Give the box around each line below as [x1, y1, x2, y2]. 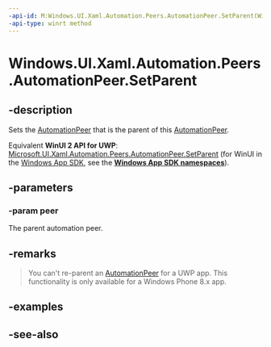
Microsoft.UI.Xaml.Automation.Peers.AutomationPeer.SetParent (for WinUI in [8, 148, 262, 158]
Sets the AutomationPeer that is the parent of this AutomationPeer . [8, 124, 230, 134]
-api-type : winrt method [8, 19, 92, 27]
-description [8, 103, 73, 117]
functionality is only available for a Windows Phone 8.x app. [27, 277, 227, 286]
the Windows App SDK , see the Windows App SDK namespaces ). [8, 157, 230, 167]
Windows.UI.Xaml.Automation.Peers [8, 54, 261, 73]
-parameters [8, 181, 73, 194]
